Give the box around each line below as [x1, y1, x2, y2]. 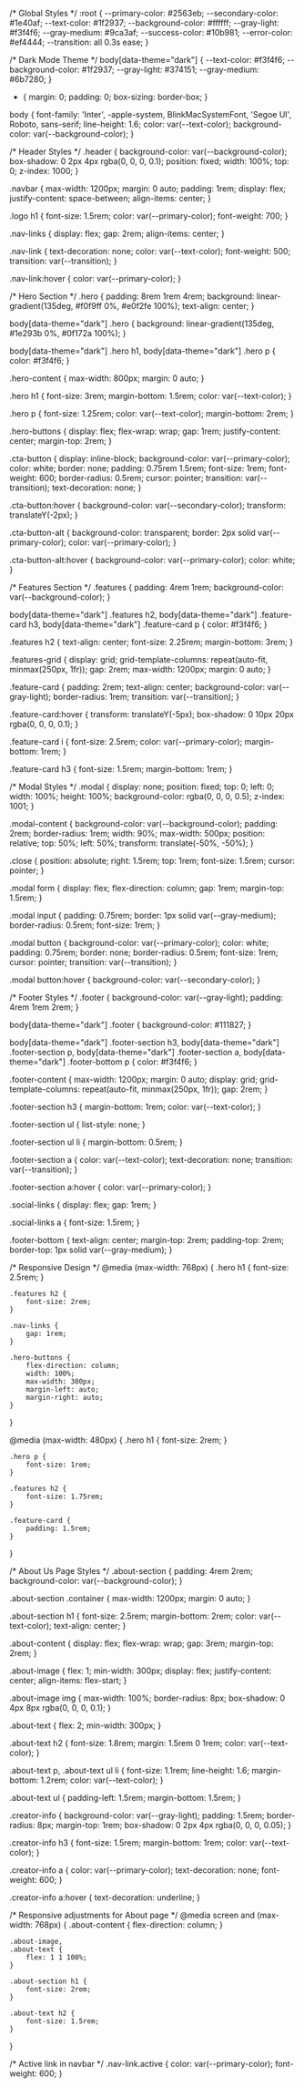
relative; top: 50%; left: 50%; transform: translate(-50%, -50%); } [9, 838, 255, 849]
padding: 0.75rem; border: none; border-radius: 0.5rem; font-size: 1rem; [9, 947, 279, 958]
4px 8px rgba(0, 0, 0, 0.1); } [9, 1702, 112, 1713]
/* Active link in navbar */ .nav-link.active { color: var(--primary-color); [9, 2059, 273, 2069]
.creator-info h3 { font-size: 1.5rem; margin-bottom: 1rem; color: [9, 1837, 248, 1848]
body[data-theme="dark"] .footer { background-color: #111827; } [9, 1020, 252, 1030]
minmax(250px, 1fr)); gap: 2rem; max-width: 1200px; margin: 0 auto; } [9, 664, 271, 674]
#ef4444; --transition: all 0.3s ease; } [9, 36, 149, 47]
